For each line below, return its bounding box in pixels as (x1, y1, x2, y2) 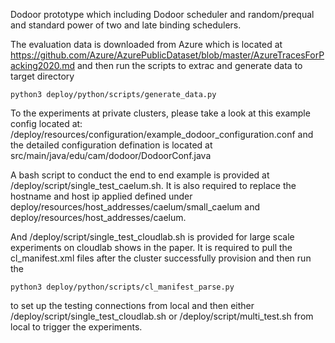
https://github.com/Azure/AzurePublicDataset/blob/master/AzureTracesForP (10, 49, 325, 61)
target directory (10, 70, 75, 82)
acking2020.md (10, 60, 76, 71)
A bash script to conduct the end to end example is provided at (10, 169, 270, 181)
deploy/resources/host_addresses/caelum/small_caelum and (10, 201, 260, 213)
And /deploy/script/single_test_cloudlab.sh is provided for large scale (10, 231, 295, 243)
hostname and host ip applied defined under (10, 190, 193, 202)
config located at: (10, 118, 83, 129)
